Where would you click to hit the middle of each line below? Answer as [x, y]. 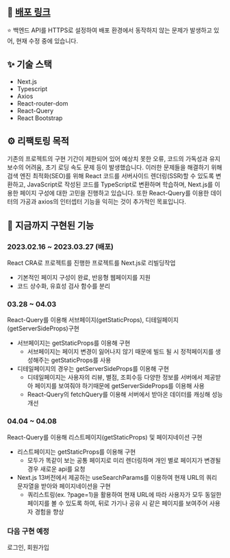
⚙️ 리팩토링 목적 [38, 142]
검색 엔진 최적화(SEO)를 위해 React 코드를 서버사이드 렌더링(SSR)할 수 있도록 [111, 176]
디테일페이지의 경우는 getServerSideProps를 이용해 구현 [93, 369]
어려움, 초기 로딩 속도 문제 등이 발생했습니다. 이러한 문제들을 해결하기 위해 [124, 167]
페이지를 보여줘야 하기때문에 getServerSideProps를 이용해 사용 [120, 386]
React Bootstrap [40, 118]
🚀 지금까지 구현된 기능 [51, 225]
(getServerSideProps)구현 [43, 328]
